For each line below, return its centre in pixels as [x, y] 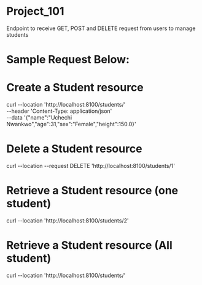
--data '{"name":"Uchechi [39, 118]
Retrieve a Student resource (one [92, 191]
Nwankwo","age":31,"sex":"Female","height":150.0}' [71, 124]
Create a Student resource [75, 88]
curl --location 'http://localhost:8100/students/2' [68, 220]
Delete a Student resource [74, 149]
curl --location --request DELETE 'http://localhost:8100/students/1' [91, 166]
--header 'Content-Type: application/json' [59, 111]
